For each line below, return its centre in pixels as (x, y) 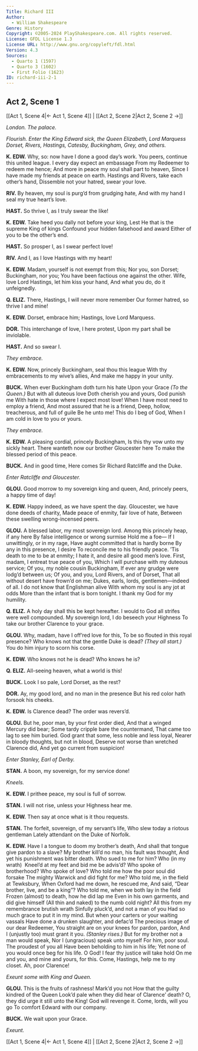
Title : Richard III (30, 12)
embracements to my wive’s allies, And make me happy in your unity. (90, 376)
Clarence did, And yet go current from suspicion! (65, 748)
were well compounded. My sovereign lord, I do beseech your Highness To (97, 617)
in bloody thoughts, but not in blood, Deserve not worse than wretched (92, 741)
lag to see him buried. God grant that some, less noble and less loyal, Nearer (99, 735)
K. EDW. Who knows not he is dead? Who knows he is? (73, 659)
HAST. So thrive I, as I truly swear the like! (57, 211)
